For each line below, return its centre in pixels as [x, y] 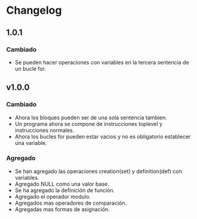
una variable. [31, 143]
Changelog [34, 10]
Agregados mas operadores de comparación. [71, 203]
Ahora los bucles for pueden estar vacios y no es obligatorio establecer [103, 136]
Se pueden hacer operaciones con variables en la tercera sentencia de [102, 62]
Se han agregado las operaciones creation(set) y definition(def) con [98, 171]
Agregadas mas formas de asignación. [62, 209]
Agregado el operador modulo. [53, 196]
